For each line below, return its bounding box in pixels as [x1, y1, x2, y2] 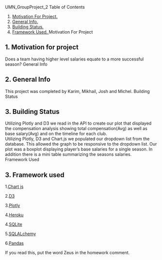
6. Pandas [5, 241, 24, 246]
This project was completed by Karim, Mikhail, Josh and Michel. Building [5, 88, 150, 94]
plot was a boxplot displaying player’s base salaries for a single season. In [5, 146, 153, 152]
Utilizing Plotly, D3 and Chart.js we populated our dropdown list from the [5, 136, 150, 142]
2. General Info [5, 75, 51, 84]
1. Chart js [5, 184, 24, 189]
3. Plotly [5, 203, 20, 208]
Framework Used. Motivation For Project [12, 29, 93, 35]
